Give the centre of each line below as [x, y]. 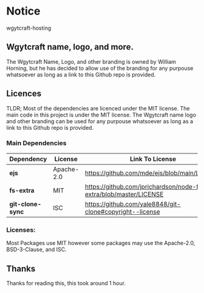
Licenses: [21, 230]
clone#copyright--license [122, 212]
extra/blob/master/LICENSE [124, 194]
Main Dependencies [36, 143]
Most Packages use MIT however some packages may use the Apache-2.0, [101, 243]
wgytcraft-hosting [29, 28]
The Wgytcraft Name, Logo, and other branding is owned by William [91, 61]
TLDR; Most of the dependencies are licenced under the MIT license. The [98, 108]
